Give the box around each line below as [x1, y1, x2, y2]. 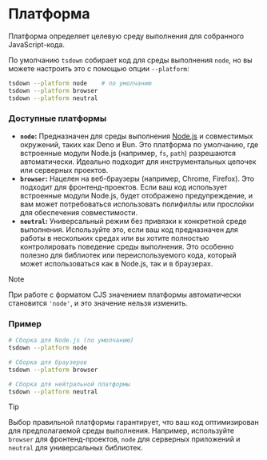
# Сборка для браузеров [8, 358, 88, 366]
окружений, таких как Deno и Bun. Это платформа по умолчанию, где [19, 139, 259, 149]
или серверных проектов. [19, 165, 109, 174]
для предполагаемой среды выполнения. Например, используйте [8, 426, 234, 436]
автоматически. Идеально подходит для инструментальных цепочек [19, 157, 257, 166]
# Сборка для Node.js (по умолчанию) [8, 337, 134, 345]
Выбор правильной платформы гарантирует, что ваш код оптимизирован [8, 418, 259, 427]
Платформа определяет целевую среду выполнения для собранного [8, 31, 245, 41]
